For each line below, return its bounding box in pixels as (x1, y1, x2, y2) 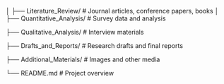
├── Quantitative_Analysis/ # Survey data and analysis (6, 14, 166, 23)
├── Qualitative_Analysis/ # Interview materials (6, 28, 144, 36)
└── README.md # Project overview (6, 69, 114, 77)
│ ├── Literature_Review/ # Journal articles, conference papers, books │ (6, 7, 219, 15)
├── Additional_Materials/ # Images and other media (6, 55, 160, 64)
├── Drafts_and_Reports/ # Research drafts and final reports (6, 42, 184, 49)
